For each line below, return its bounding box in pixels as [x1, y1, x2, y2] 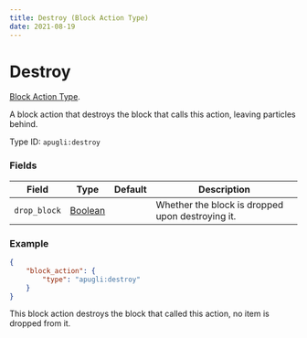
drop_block [14, 205, 61, 216]
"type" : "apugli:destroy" [42, 275, 142, 284]
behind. [9, 119, 38, 130]
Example [9, 237, 49, 249]
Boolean [69, 204, 106, 217]
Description [197, 183, 251, 195]
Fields [9, 159, 37, 172]
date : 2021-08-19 [9, 22, 76, 31]
